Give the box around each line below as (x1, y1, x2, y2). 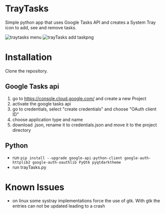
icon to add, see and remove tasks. (5, 24, 77, 30)
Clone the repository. (5, 68, 48, 74)
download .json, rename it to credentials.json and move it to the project (12, 122, 157, 128)
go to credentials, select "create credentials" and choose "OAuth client (12, 106, 157, 112)
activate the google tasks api (12, 101, 71, 107)
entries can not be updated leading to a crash (12, 203, 105, 209)
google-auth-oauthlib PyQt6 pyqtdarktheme (32, 160, 121, 165)
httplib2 (12, 160, 31, 165)
